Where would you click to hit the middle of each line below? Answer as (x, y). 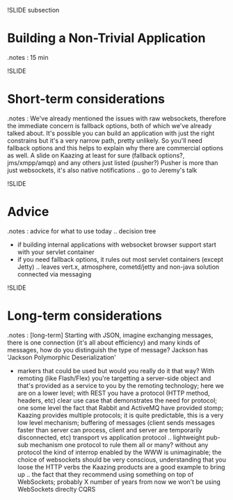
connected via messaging (54, 274)
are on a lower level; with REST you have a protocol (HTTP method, (113, 393)
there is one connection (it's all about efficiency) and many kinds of (104, 342)
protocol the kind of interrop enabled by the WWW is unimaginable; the (119, 452)
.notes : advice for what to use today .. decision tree (82, 231)
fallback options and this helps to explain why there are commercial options (115, 148)
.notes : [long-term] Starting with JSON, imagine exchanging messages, (110, 335)
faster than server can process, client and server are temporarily (110, 430)
